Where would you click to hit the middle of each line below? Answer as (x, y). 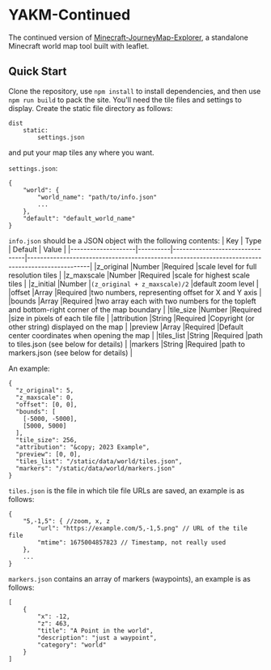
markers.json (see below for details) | (71, 352)
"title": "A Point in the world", (95, 630)
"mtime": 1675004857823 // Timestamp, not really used (132, 542)
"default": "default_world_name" (79, 218)
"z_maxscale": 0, (45, 397)
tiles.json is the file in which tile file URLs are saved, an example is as (127, 490)
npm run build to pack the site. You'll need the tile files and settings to (125, 100)
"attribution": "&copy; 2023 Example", (83, 447)
